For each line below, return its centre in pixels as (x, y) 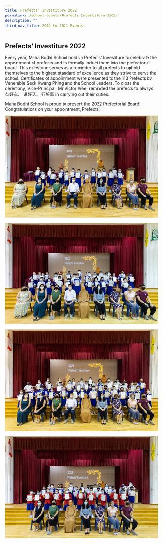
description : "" (21, 20)
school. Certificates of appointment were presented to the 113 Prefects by (79, 78)
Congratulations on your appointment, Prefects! (53, 109)
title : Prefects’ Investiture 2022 (41, 10)
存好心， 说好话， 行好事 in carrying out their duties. (57, 94)
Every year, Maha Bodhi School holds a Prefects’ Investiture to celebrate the (81, 58)
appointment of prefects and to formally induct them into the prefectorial (77, 63)
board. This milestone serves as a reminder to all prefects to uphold (73, 68)
